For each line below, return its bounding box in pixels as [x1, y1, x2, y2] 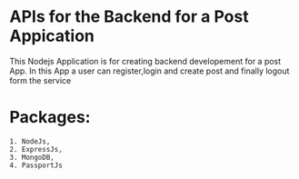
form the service [9, 75, 72, 85]
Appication [9, 25, 95, 46]
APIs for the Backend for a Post [9, 6, 249, 27]
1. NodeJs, [9, 136, 51, 146]
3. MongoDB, [9, 153, 55, 162]
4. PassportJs [9, 161, 64, 170]
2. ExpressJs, [9, 144, 64, 154]
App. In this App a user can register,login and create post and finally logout [9, 65, 290, 76]
